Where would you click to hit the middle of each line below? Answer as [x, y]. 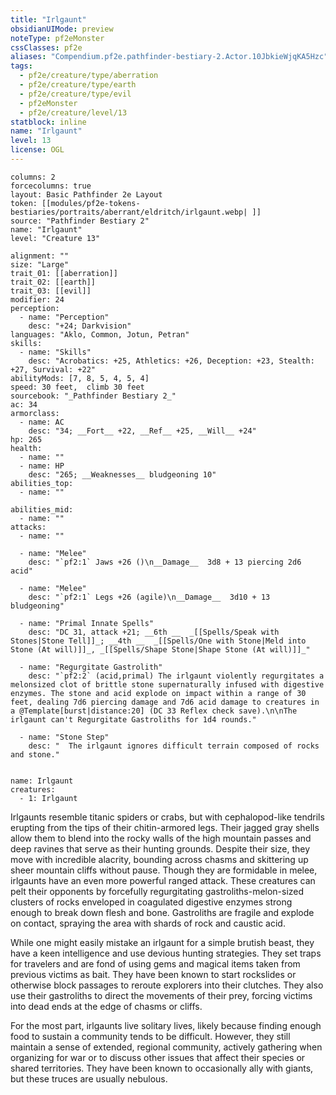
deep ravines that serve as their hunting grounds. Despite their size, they [160, 848]
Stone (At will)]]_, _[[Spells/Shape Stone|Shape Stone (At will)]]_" [160, 649]
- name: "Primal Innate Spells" [87, 623]
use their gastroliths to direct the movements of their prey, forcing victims [161, 995]
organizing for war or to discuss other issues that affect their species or [158, 1057]
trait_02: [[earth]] [53, 282]
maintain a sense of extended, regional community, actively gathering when [166, 1047]
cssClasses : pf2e [46, 47]
